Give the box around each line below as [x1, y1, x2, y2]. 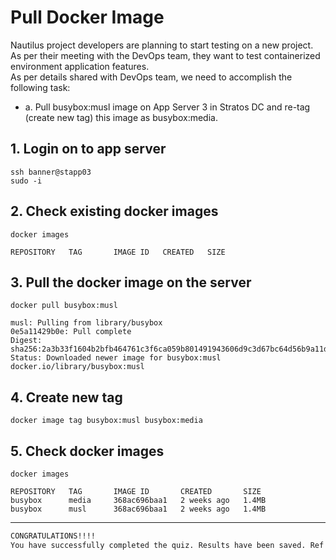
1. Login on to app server [10, 141, 167, 158]
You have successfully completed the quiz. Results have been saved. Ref [10, 540, 325, 550]
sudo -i [10, 176, 43, 186]
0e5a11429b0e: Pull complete [10, 327, 132, 337]
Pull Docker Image [10, 6, 165, 29]
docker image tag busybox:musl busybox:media [10, 416, 203, 426]
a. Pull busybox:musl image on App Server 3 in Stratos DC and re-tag [24, 101, 311, 113]
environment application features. [10, 60, 150, 72]
